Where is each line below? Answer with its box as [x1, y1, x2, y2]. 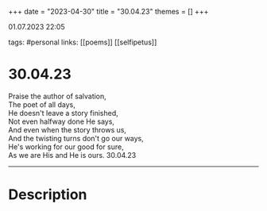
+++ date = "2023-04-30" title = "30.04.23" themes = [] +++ [8, 7, 209, 16]
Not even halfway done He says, [8, 117, 115, 126]
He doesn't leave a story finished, [8, 108, 119, 117]
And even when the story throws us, [8, 125, 127, 134]
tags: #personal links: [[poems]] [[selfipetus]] [8, 37, 157, 47]
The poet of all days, [8, 99, 75, 109]
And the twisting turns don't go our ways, [8, 133, 145, 143]
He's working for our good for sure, [8, 142, 125, 152]
